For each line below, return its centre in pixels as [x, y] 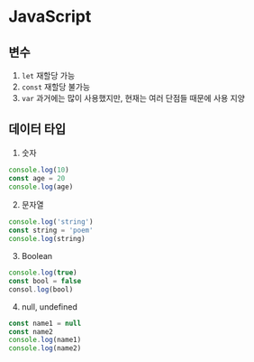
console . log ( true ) [43, 273]
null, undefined [49, 306]
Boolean [37, 256]
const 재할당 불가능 [56, 87]
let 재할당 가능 [48, 75]
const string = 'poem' [51, 231]
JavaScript [50, 17]
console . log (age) [41, 187]
